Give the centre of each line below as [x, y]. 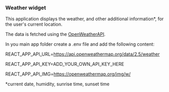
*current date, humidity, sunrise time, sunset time [58, 84]
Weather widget [26, 8]
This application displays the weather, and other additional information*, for [84, 19]
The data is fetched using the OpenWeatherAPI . [56, 34]
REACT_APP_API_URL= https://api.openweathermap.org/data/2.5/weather [83, 54]
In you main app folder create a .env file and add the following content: [80, 44]
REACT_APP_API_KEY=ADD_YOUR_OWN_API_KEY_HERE [65, 64]
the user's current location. [34, 24]
